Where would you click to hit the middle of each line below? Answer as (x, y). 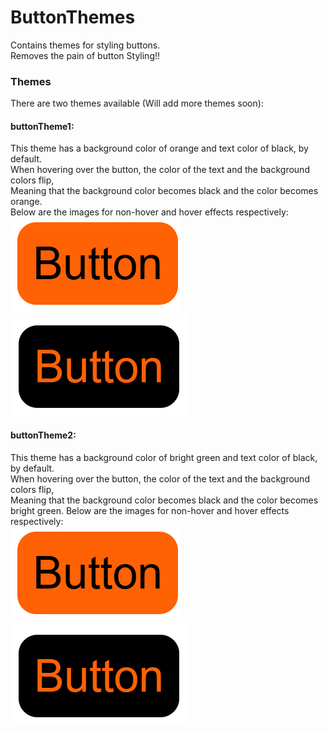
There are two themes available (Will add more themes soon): (137, 103)
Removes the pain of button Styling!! (85, 55)
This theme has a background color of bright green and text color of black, (164, 457)
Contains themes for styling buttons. (85, 45)
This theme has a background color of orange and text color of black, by (159, 148)
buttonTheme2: (43, 435)
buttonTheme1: (42, 126)
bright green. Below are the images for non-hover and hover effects (150, 510)
